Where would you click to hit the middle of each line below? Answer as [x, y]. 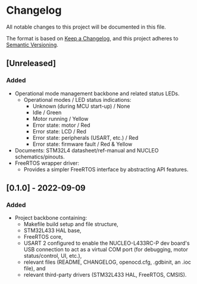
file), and [35, 269]
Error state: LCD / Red [59, 131]
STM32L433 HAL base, [52, 230]
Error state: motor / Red [61, 125]
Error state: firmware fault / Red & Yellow [82, 144]
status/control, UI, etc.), [53, 256]
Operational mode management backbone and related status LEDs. [97, 93]
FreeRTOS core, [43, 237]
